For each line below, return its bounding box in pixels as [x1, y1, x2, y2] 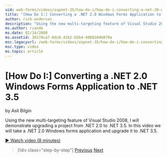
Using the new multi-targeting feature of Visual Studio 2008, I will [5, 117, 139, 123]
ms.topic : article [5, 49, 43, 54]
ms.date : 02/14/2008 [5, 30, 48, 35]
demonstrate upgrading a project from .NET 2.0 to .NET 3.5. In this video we [5, 123, 161, 129]
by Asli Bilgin [5, 108, 32, 114]
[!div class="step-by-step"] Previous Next [17, 147, 103, 153]
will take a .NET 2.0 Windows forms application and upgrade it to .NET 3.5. [5, 128, 158, 134]
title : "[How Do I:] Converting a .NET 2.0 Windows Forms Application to [5, 12, 162, 17]
